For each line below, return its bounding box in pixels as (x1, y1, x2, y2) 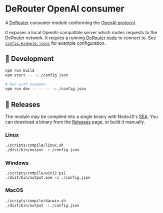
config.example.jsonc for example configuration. (5, 40, 106, 46)
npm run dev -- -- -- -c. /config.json (5, 86, 86, 91)
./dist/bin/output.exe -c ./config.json (5, 175, 91, 180)
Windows (5, 159, 29, 166)
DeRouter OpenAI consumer (5, 3, 124, 15)
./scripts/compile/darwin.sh (5, 198, 66, 203)
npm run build (5, 68, 35, 73)
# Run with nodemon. (5, 81, 48, 87)
